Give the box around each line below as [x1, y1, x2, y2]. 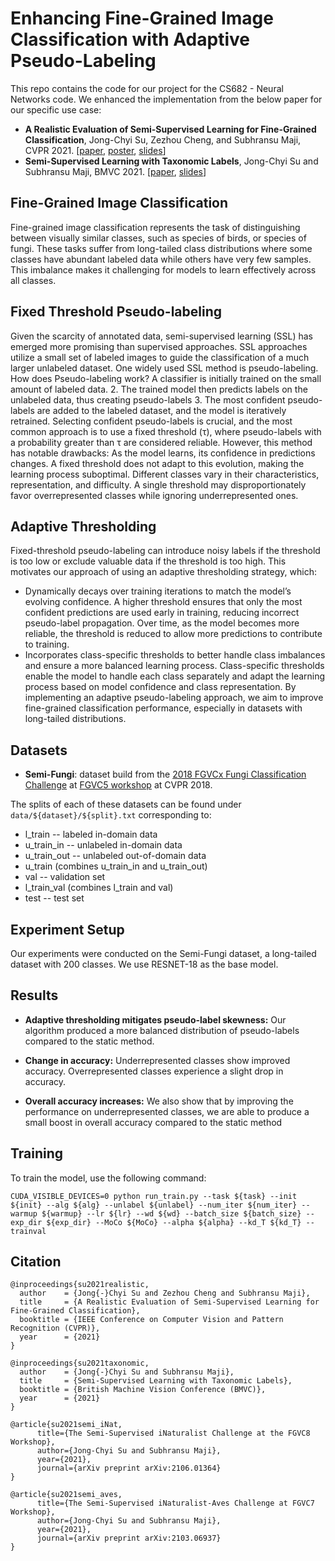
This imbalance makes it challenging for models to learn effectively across [10, 263, 317, 276]
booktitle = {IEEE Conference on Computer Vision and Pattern [19, 1315, 284, 1325]
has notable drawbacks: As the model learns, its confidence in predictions [10, 447, 316, 459]
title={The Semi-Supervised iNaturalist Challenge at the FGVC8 [36, 1428, 311, 1439]
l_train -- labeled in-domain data [24, 828, 158, 841]
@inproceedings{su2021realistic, [10, 1280, 150, 1290]
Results [10, 987, 59, 1004]
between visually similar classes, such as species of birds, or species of [10, 232, 307, 244]
